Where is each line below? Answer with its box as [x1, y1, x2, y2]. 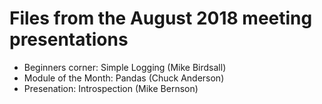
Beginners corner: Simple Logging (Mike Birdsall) [23, 61, 227, 73]
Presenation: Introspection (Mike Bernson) [23, 82, 199, 94]
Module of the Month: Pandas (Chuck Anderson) [23, 72, 225, 84]
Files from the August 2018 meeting [9, 7, 313, 30]
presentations [9, 28, 129, 51]
